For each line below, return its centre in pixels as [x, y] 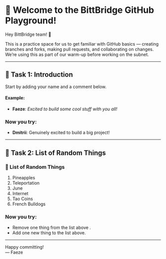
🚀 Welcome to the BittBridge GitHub [80, 10]
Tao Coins [22, 199]
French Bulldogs [29, 204]
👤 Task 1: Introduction [39, 75]
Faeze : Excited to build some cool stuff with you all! [65, 109]
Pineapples [24, 177]
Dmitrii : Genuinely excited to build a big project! [61, 133]
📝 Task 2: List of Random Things [56, 153]
